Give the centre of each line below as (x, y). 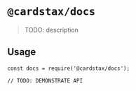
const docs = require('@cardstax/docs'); (69, 68)
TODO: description (52, 30)
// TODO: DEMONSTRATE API (45, 80)
